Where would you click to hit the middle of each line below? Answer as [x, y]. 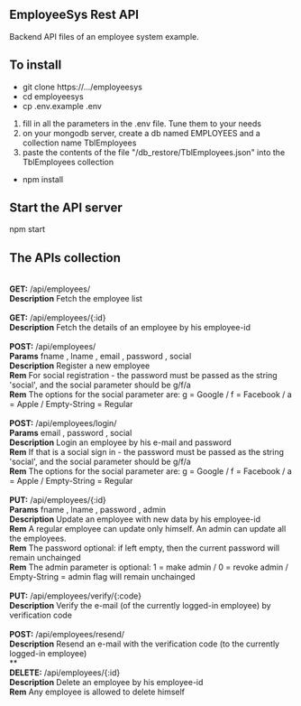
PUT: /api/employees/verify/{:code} [76, 596]
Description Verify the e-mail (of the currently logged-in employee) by [141, 606]
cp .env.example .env [62, 106]
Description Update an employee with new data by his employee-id [135, 519]
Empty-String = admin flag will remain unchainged [102, 577]
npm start [27, 229]
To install [36, 65]
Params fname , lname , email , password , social [100, 357]
